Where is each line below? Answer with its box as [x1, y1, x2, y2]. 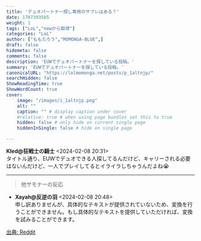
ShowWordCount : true [6, 86, 58, 92]
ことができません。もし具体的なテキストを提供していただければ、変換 [20, 208, 193, 215]
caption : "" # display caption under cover [17, 109, 127, 115]
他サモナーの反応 [20, 181, 63, 188]
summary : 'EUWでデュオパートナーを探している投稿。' [6, 64, 124, 70]
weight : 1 [6, 20, 31, 26]
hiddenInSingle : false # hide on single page [17, 125, 133, 131]
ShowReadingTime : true [6, 81, 63, 87]
